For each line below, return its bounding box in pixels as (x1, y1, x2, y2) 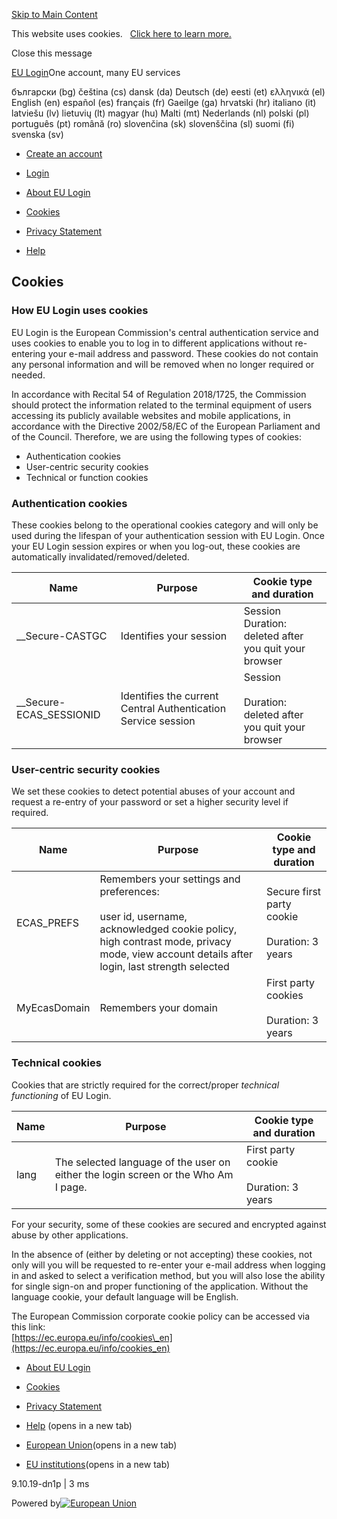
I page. (54, 1180, 88, 1194)
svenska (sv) (11, 129, 64, 140)
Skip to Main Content (11, 9, 98, 20)
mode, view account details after (99, 947, 254, 961)
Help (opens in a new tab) (25, 1419, 133, 1431)
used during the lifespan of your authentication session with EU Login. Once (11, 529, 325, 541)
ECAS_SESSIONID (16, 707, 101, 721)
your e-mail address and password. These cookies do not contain (47, 347, 319, 359)
